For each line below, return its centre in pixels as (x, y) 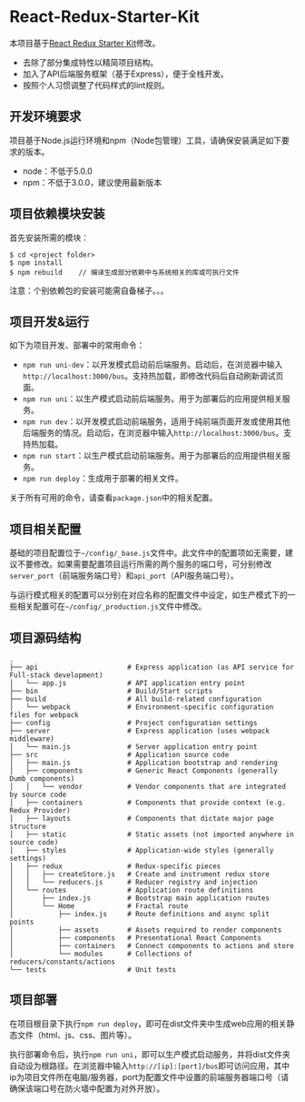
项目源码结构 (45, 637)
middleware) (32, 739)
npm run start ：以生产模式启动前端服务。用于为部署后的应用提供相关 (152, 456)
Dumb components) (42, 779)
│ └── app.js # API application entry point (128, 683)
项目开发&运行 (49, 322)
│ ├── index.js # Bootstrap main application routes (140, 898)
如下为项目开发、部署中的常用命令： (77, 345)
